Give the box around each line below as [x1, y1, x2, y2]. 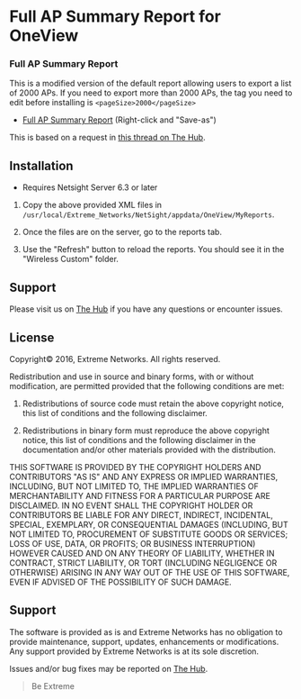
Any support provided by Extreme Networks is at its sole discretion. [9, 646, 259, 657]
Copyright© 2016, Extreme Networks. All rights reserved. [9, 353, 221, 364]
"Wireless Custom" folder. [22, 254, 120, 265]
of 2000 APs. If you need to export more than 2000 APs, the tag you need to [9, 87, 293, 98]
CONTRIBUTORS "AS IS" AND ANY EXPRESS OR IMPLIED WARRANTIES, [9, 471, 279, 482]
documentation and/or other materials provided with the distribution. [22, 444, 276, 455]
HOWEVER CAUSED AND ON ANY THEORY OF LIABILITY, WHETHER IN [9, 548, 276, 558]
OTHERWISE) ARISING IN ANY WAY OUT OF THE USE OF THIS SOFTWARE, [9, 567, 290, 577]
